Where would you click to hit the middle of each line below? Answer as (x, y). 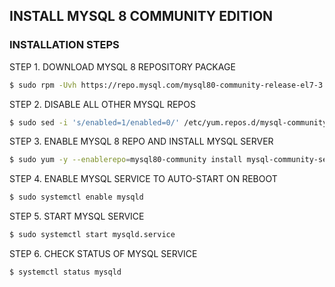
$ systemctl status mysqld (65, 272)
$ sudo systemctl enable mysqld (76, 197)
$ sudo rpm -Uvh (43, 85)
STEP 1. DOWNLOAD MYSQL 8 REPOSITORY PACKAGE (122, 66)
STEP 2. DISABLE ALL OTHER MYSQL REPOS (102, 104)
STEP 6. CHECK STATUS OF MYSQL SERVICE (103, 254)
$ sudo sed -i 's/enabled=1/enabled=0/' (95, 122)
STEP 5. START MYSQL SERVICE (77, 216)
